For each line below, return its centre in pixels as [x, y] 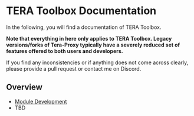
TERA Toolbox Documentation [81, 11]
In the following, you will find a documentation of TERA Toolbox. [84, 27]
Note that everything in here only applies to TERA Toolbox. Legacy [89, 38]
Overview [24, 87]
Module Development [41, 101]
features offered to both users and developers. [65, 51]
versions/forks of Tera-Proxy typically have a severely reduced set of [93, 45]
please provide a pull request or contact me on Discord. [74, 68]
